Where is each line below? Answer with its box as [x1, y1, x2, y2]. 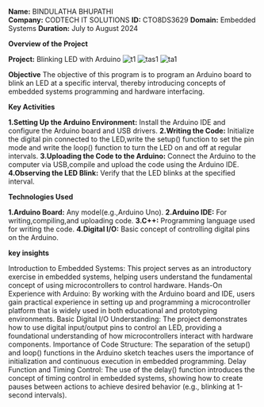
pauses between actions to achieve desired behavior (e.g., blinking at [8, 382, 235, 391]
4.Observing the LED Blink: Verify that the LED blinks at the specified [8, 169, 235, 177]
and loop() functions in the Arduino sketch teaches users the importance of [8, 348, 254, 357]
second [8, 390, 33, 400]
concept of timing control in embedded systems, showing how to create [8, 374, 243, 382]
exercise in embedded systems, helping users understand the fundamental [8, 272, 253, 281]
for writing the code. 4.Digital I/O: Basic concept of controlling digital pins [8, 224, 251, 234]
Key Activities [8, 103, 55, 111]
